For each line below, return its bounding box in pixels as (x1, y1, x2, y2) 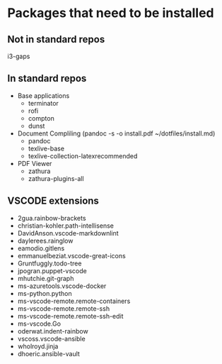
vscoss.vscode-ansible (17, 334, 86, 343)
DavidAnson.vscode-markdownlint (17, 228, 119, 237)
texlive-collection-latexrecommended (28, 151, 138, 160)
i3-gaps (7, 52, 30, 60)
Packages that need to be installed (7, 5, 214, 21)
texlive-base (28, 144, 65, 153)
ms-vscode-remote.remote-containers (17, 297, 131, 305)
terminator (28, 99, 59, 107)
